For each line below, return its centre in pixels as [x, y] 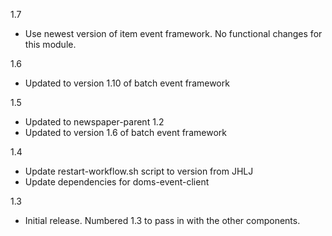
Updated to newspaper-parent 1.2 [94, 122]
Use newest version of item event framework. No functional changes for [173, 33]
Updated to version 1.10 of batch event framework [127, 83]
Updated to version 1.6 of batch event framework [125, 132]
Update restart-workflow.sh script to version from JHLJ [139, 171]
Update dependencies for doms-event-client [117, 182]
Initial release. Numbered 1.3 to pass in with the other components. [162, 220]
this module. [50, 44]
